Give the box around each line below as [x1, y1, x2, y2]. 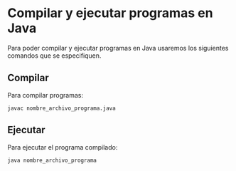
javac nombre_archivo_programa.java [7, 105, 116, 112]
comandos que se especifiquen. [7, 51, 102, 60]
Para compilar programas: [7, 90, 84, 99]
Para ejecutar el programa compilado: [7, 142, 118, 151]
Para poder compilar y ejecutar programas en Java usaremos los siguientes [7, 43, 229, 52]
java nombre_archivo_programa [7, 157, 97, 164]
